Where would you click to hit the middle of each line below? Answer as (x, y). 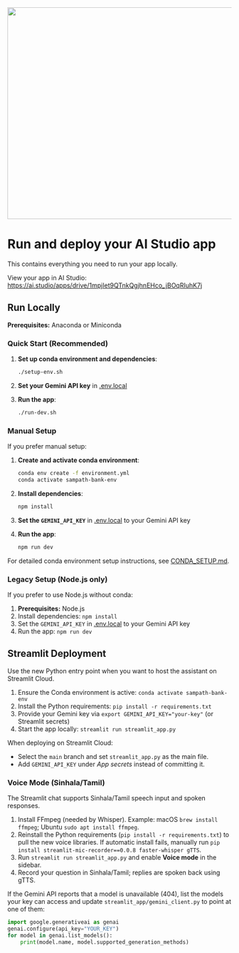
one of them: (26, 909)
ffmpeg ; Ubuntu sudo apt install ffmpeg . (78, 827)
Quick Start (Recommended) (58, 343)
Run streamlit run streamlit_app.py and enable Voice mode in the (117, 857)
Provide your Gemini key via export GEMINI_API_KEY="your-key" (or (115, 713)
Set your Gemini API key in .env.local (72, 385)
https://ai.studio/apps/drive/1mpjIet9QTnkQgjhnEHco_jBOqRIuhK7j (105, 285)
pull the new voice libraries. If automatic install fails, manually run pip (119, 842)
